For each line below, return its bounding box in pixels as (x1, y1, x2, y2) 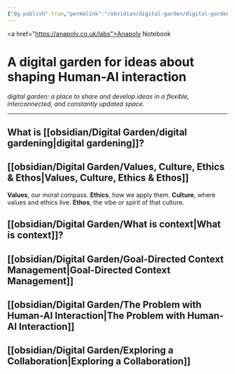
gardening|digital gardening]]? (7, 137, 145, 149)
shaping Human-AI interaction (7, 69, 187, 85)
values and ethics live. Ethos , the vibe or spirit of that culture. (7, 198, 185, 207)
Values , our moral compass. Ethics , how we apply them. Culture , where (7, 191, 215, 199)
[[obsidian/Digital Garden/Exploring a (7, 345, 173, 356)
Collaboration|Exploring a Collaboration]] (7, 355, 191, 368)
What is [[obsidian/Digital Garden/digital (7, 126, 187, 138)
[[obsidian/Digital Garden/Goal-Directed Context (7, 253, 224, 265)
